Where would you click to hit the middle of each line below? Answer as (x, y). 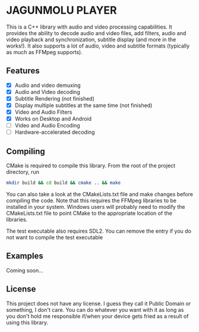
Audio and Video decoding (47, 92)
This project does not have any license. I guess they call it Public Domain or (99, 303)
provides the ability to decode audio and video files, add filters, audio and (96, 33)
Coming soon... (25, 270)
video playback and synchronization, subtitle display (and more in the (91, 39)
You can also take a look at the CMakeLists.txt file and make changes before (99, 194)
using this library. (27, 322)
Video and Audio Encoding (47, 126)
